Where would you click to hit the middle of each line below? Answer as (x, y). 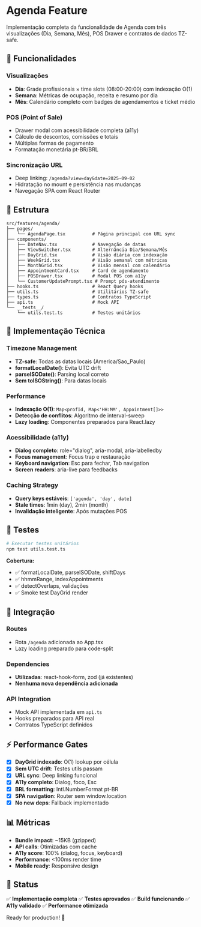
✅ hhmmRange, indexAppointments (59, 579)
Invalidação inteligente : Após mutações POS (71, 511)
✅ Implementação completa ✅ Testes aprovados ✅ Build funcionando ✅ (98, 899)
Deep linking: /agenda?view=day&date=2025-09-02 (75, 178)
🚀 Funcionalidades (41, 59)
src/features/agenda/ (33, 224)
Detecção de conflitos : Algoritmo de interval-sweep (80, 415)
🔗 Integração (31, 612)
